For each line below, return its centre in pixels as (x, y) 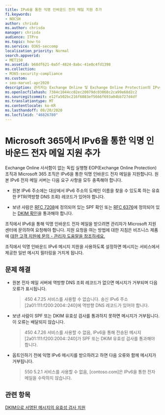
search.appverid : (23, 55)
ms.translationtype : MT (29, 101)
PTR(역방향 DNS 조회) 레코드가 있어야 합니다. (61, 196)
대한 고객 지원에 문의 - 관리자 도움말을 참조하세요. (58, 236)
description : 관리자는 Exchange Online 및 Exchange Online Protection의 (78, 87)
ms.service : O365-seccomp (31, 46)
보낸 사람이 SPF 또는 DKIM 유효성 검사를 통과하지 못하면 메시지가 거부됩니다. (86, 316)
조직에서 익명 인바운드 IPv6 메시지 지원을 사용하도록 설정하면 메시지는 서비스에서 (82, 246)
